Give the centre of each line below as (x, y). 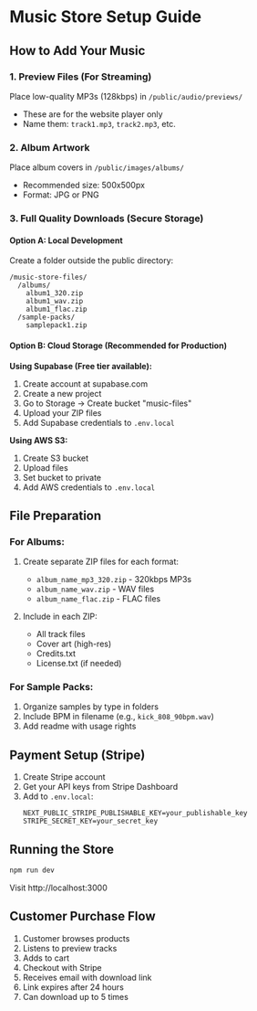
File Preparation (56, 515)
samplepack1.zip (57, 325)
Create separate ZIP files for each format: (101, 562)
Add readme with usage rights (79, 726)
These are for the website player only (93, 114)
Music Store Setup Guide (106, 17)
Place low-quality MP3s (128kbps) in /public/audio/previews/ (126, 96)
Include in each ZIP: (60, 617)
